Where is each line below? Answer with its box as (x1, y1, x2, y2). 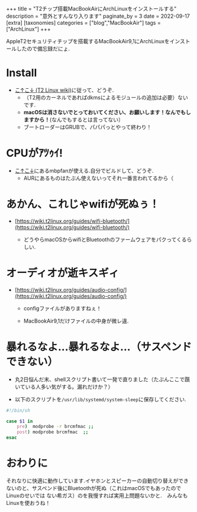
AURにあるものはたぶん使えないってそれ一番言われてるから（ (23, 174, 173, 182)
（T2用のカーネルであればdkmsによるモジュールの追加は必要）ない (23, 94, 188, 101)
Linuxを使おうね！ (6, 500, 51, 506)
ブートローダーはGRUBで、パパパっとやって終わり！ (23, 123, 152, 130)
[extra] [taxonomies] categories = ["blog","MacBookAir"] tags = (6, 20, 161, 26)
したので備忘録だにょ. (16, 45, 70, 52)
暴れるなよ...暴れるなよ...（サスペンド (6, 340, 192, 353)
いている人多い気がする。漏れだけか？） (14, 383, 114, 390)
